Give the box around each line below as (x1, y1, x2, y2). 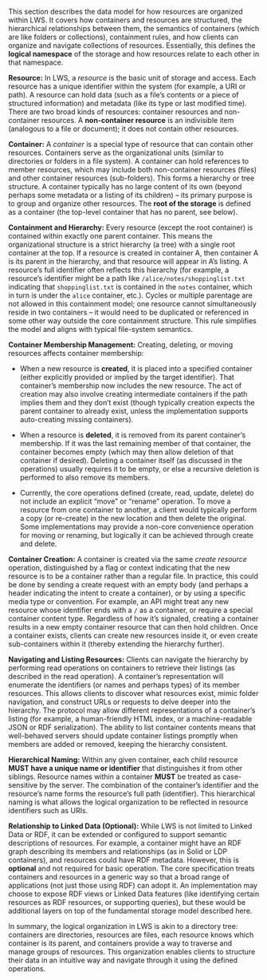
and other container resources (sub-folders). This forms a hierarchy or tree (8, 173, 255, 183)
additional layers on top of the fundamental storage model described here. (8, 906, 253, 915)
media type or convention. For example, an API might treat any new (8, 597, 230, 606)
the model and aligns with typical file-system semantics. (8, 325, 194, 334)
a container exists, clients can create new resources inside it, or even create (8, 630, 258, 640)
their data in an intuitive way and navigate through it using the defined (8, 955, 238, 965)
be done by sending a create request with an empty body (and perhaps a (8, 580, 249, 589)
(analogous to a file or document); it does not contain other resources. (8, 124, 239, 133)
